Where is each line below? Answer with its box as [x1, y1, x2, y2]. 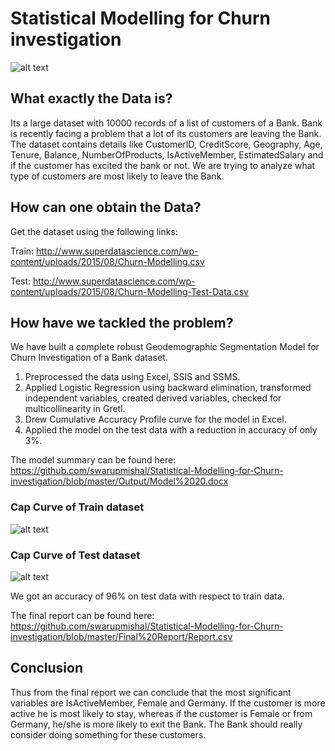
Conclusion [10, 660, 84, 677]
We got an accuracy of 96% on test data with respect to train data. [10, 590, 285, 602]
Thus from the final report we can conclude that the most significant [10, 686, 292, 698]
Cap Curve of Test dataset [10, 548, 141, 562]
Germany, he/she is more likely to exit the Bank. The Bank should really [10, 718, 303, 730]
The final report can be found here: [10, 609, 155, 621]
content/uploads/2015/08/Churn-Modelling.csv [10, 255, 205, 267]
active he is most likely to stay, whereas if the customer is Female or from [10, 707, 313, 719]
